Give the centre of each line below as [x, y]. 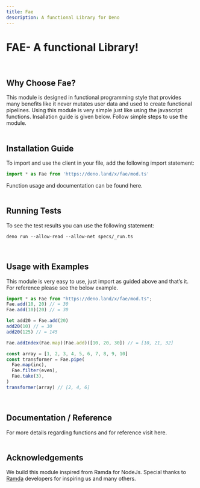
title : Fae [20, 12]
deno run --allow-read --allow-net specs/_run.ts [70, 236]
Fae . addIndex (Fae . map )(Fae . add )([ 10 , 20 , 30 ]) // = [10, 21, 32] [90, 343]
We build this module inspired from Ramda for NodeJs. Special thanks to [96, 472]
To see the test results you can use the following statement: [80, 225]
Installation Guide [40, 148]
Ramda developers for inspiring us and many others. [71, 479]
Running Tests [34, 211]
